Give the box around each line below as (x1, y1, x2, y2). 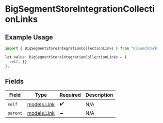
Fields (5, 77, 24, 86)
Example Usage (5, 33, 53, 41)
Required (59, 91, 81, 98)
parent (7, 110, 23, 116)
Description (85, 91, 114, 98)
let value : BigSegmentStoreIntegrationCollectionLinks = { (5, 54, 127, 59)
